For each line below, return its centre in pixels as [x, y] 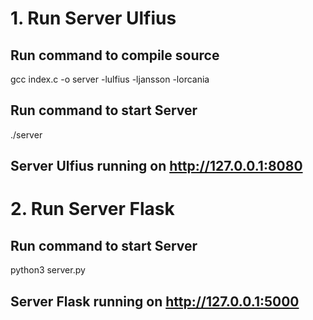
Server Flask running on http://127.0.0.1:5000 [155, 301]
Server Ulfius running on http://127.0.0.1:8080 [156, 166]
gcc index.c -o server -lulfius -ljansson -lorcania [110, 79]
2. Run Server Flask [92, 209]
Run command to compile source [115, 55]
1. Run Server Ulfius [93, 18]
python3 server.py [48, 270]
